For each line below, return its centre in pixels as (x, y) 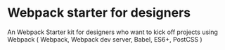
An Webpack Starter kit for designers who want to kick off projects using (112, 32)
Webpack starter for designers (99, 13)
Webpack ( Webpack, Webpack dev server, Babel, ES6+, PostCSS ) (105, 39)
